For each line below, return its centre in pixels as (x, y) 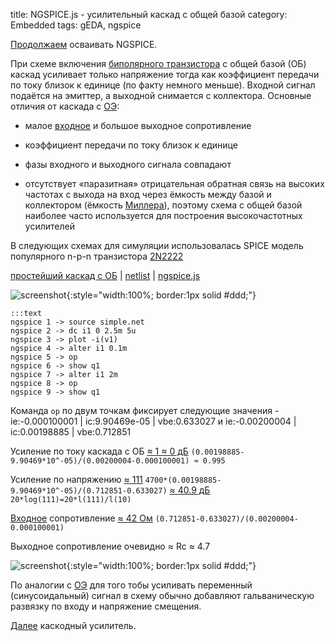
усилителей (49, 226)
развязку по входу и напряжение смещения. (106, 606)
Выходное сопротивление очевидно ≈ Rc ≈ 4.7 (110, 546)
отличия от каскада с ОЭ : (65, 106)
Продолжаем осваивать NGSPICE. (84, 44)
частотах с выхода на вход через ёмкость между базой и (148, 194)
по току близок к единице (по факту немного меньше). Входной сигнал (163, 85)
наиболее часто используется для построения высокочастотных (163, 215)
